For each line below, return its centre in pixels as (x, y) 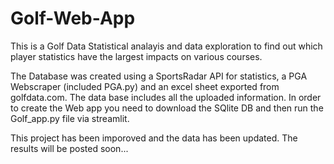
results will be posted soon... (69, 148)
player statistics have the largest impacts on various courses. (136, 56)
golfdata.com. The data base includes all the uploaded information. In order (166, 97)
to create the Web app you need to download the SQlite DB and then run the (167, 108)
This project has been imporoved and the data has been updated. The (154, 138)
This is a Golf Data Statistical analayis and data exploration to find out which (166, 46)
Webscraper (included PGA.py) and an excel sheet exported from (145, 86)
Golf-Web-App (73, 18)
